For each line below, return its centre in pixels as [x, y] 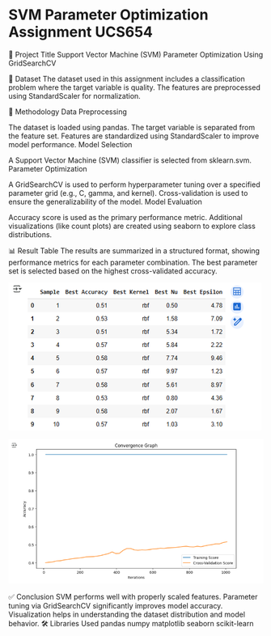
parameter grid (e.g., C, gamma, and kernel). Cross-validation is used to [128, 193]
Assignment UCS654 [81, 32]
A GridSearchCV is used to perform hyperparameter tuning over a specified [134, 184]
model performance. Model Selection [70, 144]
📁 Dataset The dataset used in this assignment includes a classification [127, 78]
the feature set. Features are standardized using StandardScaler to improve [134, 136]
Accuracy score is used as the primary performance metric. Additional [125, 217]
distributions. [30, 234]
